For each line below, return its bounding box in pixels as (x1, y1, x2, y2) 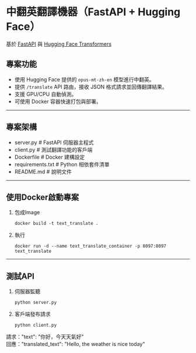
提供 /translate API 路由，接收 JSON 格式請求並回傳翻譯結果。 (14, 83, 167, 90)
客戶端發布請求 (14, 311, 51, 318)
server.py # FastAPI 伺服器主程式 (14, 139, 94, 146)
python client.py (14, 323, 57, 328)
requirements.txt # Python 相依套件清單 (14, 160, 110, 167)
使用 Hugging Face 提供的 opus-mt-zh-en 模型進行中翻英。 (14, 76, 155, 83)
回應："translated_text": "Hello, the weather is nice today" (6, 341, 145, 348)
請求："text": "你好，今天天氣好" (6, 333, 84, 340)
